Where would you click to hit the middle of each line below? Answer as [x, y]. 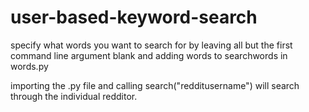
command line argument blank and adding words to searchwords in [149, 55]
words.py [29, 66]
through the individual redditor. [74, 96]
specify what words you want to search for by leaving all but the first [151, 45]
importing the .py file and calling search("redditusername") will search [155, 85]
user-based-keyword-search [134, 17]
